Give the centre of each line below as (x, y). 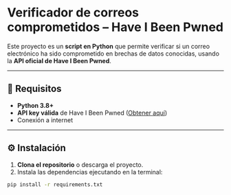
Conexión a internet (45, 120)
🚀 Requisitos (34, 89)
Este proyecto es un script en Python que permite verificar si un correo (109, 46)
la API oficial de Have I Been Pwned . (59, 60)
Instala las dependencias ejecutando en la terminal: (90, 172)
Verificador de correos (73, 13)
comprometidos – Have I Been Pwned (115, 27)
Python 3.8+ (35, 105)
